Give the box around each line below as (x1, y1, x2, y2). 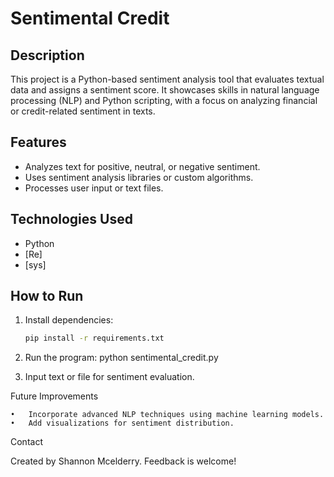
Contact (10, 436, 43, 448)
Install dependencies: (24, 314, 114, 326)
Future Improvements (10, 390, 99, 402)
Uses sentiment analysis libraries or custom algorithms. (24, 171, 254, 183)
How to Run (10, 288, 84, 305)
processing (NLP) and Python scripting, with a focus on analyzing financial (10, 95, 318, 106)
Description (10, 47, 85, 64)
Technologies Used (10, 211, 133, 228)
